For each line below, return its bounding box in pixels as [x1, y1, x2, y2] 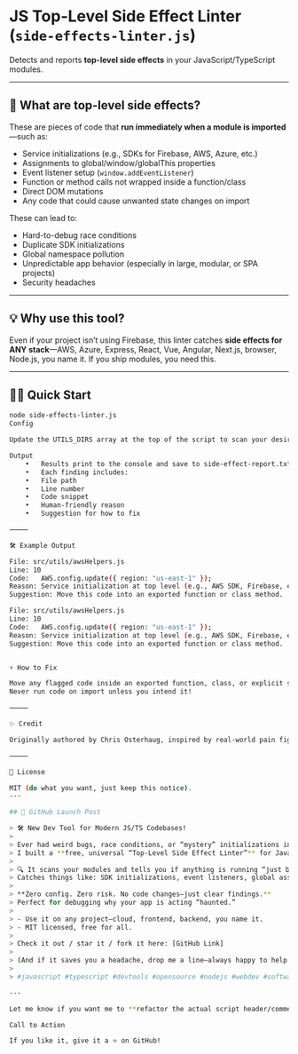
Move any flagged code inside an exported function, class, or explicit [9, 679, 284, 688]
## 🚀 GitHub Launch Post [9, 808, 101, 817]
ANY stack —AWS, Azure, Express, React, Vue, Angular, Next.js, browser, [9, 344, 278, 354]
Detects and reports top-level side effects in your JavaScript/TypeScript [9, 54, 276, 65]
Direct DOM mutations [21, 186, 104, 196]
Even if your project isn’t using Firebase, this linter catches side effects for [9, 335, 283, 345]
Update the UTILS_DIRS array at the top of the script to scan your [9, 435, 268, 445]
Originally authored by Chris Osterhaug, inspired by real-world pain [9, 735, 276, 744]
